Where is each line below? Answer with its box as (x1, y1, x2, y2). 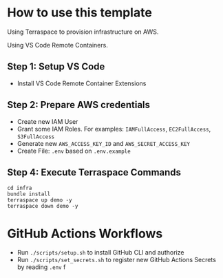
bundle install (7, 191, 51, 197)
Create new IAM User (17, 117, 78, 125)
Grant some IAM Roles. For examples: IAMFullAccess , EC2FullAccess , (17, 125, 211, 133)
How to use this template (7, 5, 153, 21)
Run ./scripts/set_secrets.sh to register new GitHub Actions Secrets (17, 256, 217, 264)
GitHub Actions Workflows (7, 226, 163, 242)
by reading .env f (17, 263, 66, 271)
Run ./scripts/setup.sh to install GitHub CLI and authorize (17, 248, 184, 257)
